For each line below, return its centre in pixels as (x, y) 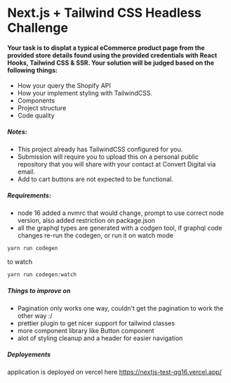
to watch (20, 262)
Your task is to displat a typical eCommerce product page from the (106, 48)
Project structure (42, 108)
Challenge (38, 28)
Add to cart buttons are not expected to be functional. (95, 179)
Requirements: (29, 195)
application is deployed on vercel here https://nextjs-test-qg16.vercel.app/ (115, 372)
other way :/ (35, 316)
